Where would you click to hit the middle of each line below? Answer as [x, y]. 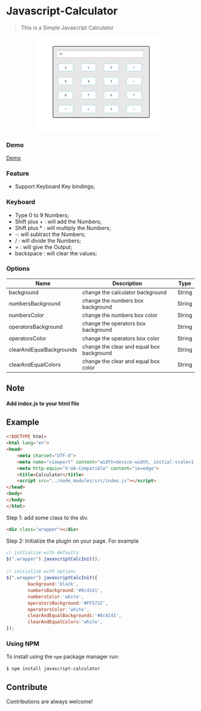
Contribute [27, 687]
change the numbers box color [120, 315]
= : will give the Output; [44, 247]
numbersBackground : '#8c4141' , [65, 590]
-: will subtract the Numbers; [50, 234]
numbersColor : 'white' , [56, 597]
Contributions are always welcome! [50, 701]
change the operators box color [121, 338]
